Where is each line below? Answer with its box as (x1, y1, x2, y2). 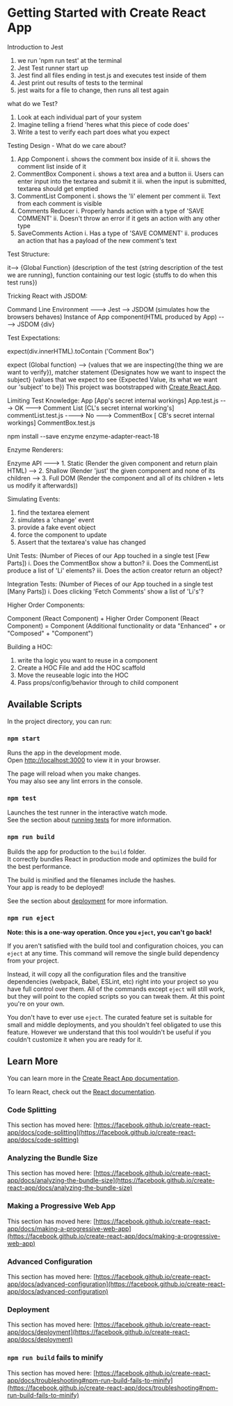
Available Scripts (7, 699, 82, 711)
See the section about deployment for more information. (7, 896, 168, 905)
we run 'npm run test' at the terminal (17, 56, 122, 64)
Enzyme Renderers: (7, 445, 64, 454)
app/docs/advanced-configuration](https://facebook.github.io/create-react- (7, 1280, 226, 1288)
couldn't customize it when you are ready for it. (7, 1035, 143, 1043)
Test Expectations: (7, 333, 61, 342)
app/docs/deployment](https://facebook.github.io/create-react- (7, 1328, 190, 1336)
